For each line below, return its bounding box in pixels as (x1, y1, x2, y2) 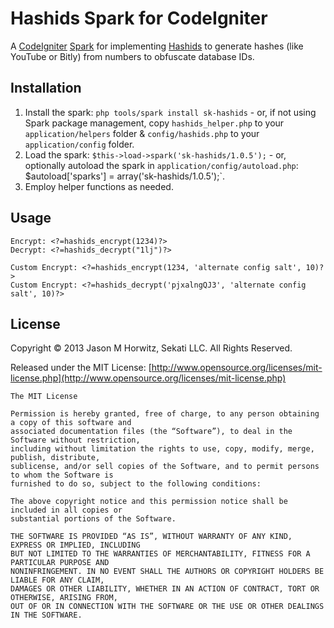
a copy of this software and (10, 418, 132, 428)
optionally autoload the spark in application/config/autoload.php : (24, 159, 299, 171)
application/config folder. (24, 138, 135, 150)
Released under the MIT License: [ (10, 362, 152, 374)
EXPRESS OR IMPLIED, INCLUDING (10, 540, 141, 551)
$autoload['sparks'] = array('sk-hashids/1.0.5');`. (24, 170, 225, 182)
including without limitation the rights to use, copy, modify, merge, (10, 444, 315, 454)
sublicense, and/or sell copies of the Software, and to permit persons (10, 462, 320, 472)
